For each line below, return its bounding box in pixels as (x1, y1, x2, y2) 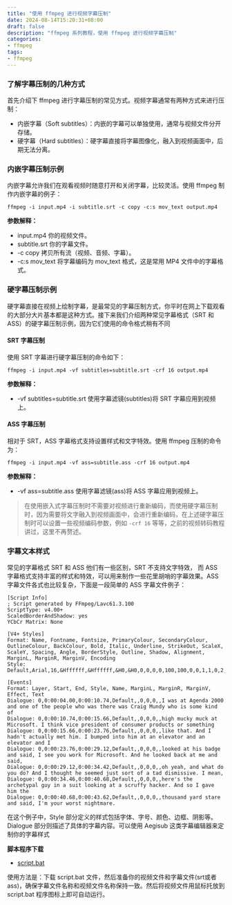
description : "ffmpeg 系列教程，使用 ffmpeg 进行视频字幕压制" (7, 29, 177, 37)
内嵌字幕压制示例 (7, 164, 64, 173)
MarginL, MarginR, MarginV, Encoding (7, 655, 116, 662)
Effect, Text (7, 692, 45, 698)
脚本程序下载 (7, 845, 43, 853)
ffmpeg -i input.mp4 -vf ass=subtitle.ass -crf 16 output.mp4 (7, 459, 190, 466)
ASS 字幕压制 (7, 420, 46, 428)
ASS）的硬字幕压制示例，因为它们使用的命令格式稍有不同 (7, 319, 171, 327)
